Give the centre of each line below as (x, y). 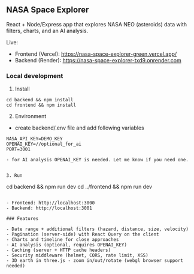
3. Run (14, 176)
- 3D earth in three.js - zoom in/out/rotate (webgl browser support (95, 261)
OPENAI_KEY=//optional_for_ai (44, 144)
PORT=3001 (19, 149)
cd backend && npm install (40, 100)
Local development (35, 76)
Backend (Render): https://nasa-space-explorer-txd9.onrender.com (98, 60)
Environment (31, 116)
